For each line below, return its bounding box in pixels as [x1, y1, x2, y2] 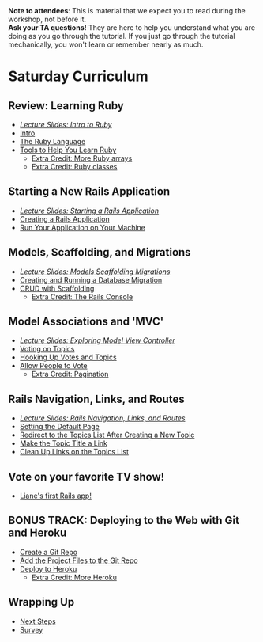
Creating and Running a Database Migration [19, 275, 163, 284]
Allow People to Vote [19, 361, 88, 370]
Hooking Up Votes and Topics [19, 352, 117, 362]
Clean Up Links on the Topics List [19, 447, 129, 457]
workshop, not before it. [8, 14, 87, 24]
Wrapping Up [8, 595, 75, 609]
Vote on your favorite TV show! [8, 469, 165, 484]
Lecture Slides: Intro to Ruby [19, 120, 112, 129]
